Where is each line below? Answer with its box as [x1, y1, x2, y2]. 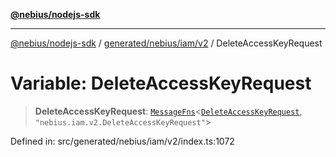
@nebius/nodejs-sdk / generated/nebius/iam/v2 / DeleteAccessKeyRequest [10, 37, 323, 49]
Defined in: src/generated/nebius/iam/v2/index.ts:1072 [10, 135, 235, 147]
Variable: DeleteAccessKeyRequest [10, 72, 312, 95]
